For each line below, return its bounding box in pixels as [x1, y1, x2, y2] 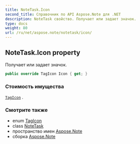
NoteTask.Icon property [5, 48, 80, 57]
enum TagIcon [12, 118, 42, 124]
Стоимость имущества [5, 83, 65, 90]
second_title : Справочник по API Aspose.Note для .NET [5, 12, 121, 17]
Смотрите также [5, 106, 48, 113]
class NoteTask [12, 123, 44, 129]
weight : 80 [5, 26, 28, 31]
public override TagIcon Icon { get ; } [5, 71, 88, 76]
